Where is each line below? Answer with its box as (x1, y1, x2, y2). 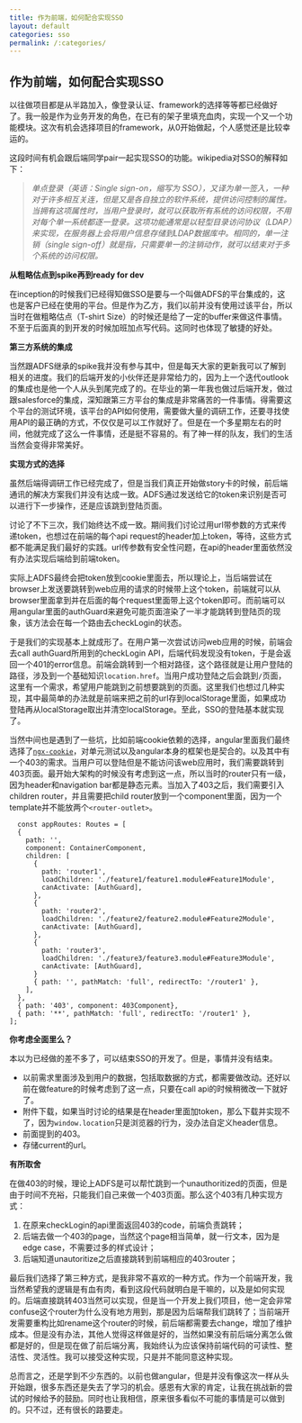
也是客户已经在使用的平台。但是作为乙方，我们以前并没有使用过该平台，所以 (9, 300, 293, 311)
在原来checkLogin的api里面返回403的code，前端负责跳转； (22, 1219, 244, 1230)
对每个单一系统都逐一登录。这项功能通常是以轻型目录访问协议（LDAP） (31, 217, 292, 228)
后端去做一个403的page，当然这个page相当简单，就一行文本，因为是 (22, 1231, 280, 1242)
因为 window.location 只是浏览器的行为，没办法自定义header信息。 (38, 1118, 283, 1128)
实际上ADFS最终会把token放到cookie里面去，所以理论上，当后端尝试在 (9, 573, 272, 584)
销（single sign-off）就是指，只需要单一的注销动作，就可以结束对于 (31, 240, 283, 250)
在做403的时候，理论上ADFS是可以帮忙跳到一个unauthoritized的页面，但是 (9, 1178, 288, 1189)
